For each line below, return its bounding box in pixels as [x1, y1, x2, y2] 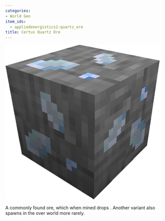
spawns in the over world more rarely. [5, 210, 85, 216]
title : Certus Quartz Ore [5, 30, 60, 35]
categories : [5, 8, 31, 13]
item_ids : [5, 19, 27, 24]
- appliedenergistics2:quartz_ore [10, 24, 83, 30]
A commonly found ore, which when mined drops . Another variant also [5, 205, 155, 211]
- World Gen [5, 13, 31, 19]
